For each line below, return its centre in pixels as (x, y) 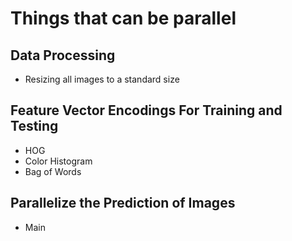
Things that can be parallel (123, 18)
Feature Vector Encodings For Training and (146, 110)
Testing (34, 126)
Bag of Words (53, 171)
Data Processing (63, 55)
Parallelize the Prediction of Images (123, 203)
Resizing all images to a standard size (102, 79)
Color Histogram (58, 161)
